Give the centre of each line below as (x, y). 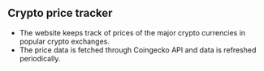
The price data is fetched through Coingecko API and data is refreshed (138, 50)
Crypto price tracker (60, 13)
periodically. (40, 58)
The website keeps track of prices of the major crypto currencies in (132, 32)
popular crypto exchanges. (65, 41)
